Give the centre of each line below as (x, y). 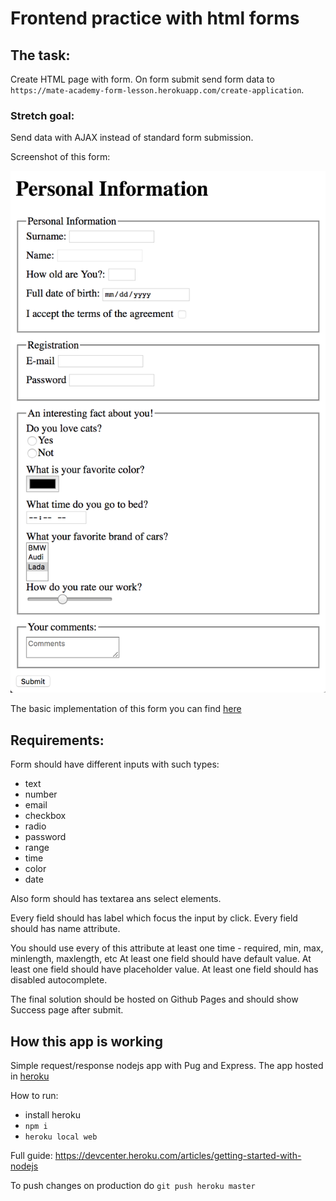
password (45, 837)
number (41, 794)
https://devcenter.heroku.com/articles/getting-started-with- (178, 1156)
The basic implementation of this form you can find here (126, 709)
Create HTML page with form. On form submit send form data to (142, 79)
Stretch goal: (42, 115)
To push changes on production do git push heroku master (133, 1186)
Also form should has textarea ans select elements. (116, 899)
